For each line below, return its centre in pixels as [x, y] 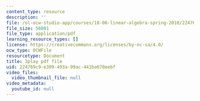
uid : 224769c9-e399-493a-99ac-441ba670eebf [61, 67]
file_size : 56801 [28, 28]
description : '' [26, 17]
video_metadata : [26, 84]
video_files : [22, 72]
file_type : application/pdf [41, 34]
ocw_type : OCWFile [29, 50]
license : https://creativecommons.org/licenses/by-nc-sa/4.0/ [85, 45]
